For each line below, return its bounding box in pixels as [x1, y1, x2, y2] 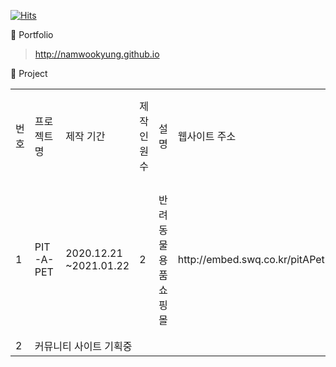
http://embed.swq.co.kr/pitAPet [177, 253, 325, 266]
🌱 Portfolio [10, 29, 54, 40]
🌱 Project [10, 68, 48, 79]
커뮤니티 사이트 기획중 [34, 340, 133, 353]
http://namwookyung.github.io [34, 48, 160, 60]
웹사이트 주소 [177, 130, 237, 143]
